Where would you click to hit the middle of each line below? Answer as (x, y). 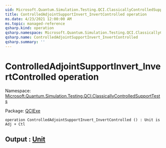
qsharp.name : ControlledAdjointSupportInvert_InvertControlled (72, 38)
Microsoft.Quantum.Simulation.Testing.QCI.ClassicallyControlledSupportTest (83, 96)
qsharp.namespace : (24, 33)
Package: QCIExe (23, 111)
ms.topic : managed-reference (35, 24)
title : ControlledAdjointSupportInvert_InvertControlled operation (76, 14)
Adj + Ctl (15, 124)
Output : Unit (25, 139)
